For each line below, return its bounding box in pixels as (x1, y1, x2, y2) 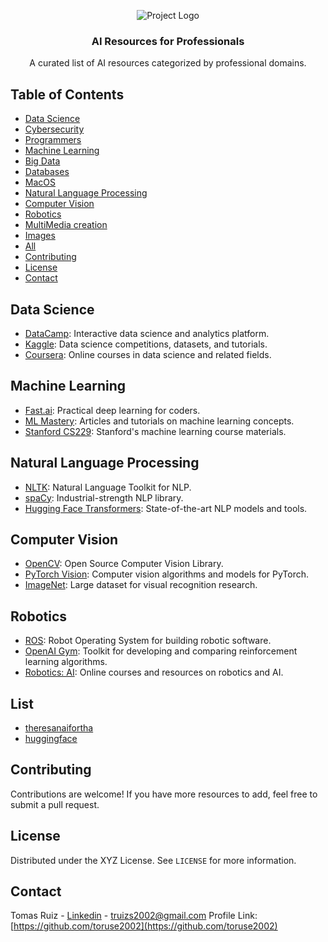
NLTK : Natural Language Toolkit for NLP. (24, 481, 192, 493)
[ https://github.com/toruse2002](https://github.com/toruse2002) (10, 920, 278, 932)
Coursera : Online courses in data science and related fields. (24, 348, 272, 360)
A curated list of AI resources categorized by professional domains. (29, 57, 307, 69)
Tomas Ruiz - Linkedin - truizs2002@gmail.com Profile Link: (10, 910, 258, 922)
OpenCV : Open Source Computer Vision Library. (24, 558, 224, 570)
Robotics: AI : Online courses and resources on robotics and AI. (24, 666, 284, 679)
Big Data (24, 155, 61, 167)
